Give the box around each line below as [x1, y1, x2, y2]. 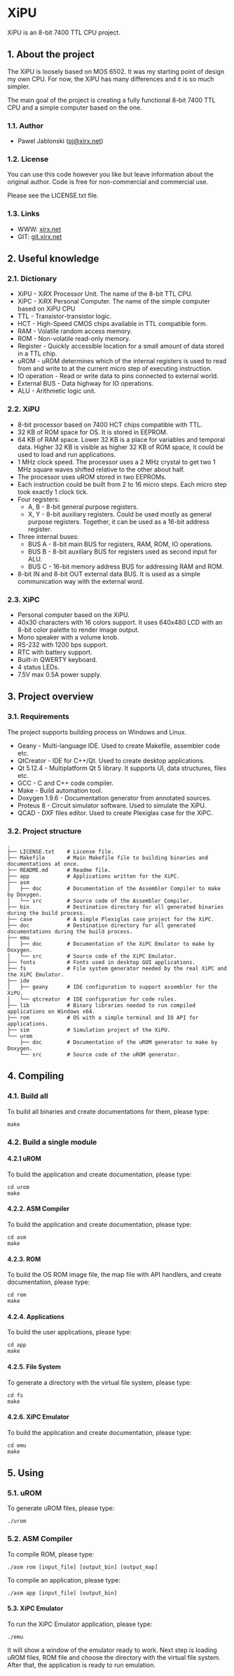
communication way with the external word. [17, 577, 144, 585]
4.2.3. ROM [7, 1254, 41, 1263]
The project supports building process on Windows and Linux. [7, 727, 187, 736]
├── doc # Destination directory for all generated [7, 922, 196, 929]
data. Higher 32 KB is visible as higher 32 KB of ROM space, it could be [17, 443, 224, 451]
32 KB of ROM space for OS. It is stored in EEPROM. [17, 427, 168, 436]
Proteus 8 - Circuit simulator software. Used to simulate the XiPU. [17, 801, 207, 810]
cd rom [7, 1292, 27, 1299]
